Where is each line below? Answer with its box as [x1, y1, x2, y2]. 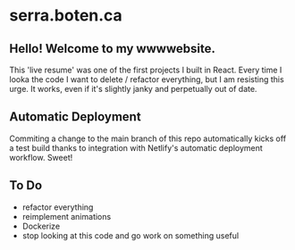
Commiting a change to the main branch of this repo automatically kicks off [9, 133, 287, 144]
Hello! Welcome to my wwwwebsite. [9, 41, 216, 56]
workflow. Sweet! [9, 152, 73, 162]
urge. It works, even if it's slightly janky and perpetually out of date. [9, 84, 257, 94]
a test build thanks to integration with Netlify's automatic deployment [9, 142, 264, 153]
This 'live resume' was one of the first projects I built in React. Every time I [9, 64, 282, 75]
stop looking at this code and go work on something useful [21, 229, 240, 241]
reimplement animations [21, 211, 112, 221]
